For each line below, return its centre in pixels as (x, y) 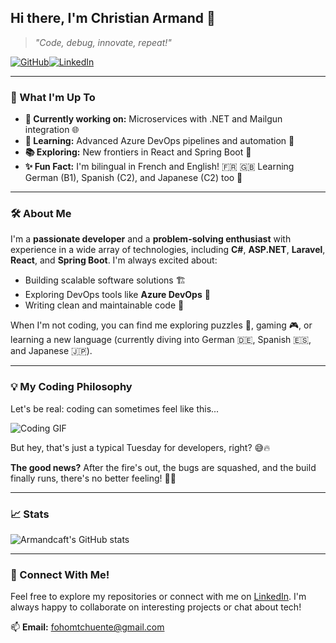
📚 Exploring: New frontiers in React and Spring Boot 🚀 (138, 152)
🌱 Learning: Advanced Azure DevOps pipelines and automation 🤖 (159, 141)
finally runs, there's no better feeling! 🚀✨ (93, 478)
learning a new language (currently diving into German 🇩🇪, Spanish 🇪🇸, (161, 340)
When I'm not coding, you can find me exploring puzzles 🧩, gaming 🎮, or (161, 325)
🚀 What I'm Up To (53, 97)
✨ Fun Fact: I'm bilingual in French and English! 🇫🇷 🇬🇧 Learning (159, 167)
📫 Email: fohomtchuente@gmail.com (87, 627)
